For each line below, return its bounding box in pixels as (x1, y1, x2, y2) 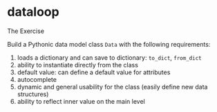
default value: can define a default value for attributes (17, 68, 171, 76)
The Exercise (7, 27, 45, 35)
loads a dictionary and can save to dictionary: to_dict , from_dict (17, 53, 202, 62)
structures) (17, 90, 49, 98)
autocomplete (17, 75, 57, 83)
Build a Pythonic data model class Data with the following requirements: (7, 40, 211, 48)
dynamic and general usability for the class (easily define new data (17, 82, 208, 91)
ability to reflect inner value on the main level (17, 97, 145, 105)
